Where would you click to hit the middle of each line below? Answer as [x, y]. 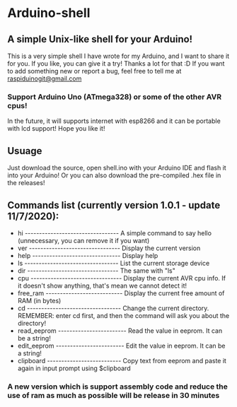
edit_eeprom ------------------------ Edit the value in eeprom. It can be [121, 346]
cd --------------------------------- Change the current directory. [113, 308]
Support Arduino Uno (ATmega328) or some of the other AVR [114, 97]
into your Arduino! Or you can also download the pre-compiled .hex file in [114, 175]
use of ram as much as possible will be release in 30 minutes [114, 395]
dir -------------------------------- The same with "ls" [96, 271]
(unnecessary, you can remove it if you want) [83, 240]
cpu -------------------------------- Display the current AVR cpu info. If [122, 278]
